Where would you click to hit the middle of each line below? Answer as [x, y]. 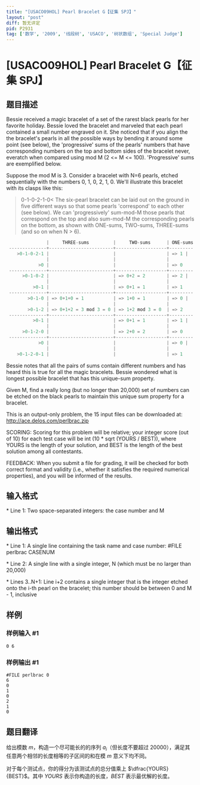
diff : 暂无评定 [23, 23]
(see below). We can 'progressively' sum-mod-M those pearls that [103, 213]
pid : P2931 [20, 28]
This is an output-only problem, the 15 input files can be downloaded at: [95, 414]
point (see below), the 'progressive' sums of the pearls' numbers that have [98, 145]
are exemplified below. [34, 164]
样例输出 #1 [22, 662]
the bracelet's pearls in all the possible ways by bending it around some [95, 138]
